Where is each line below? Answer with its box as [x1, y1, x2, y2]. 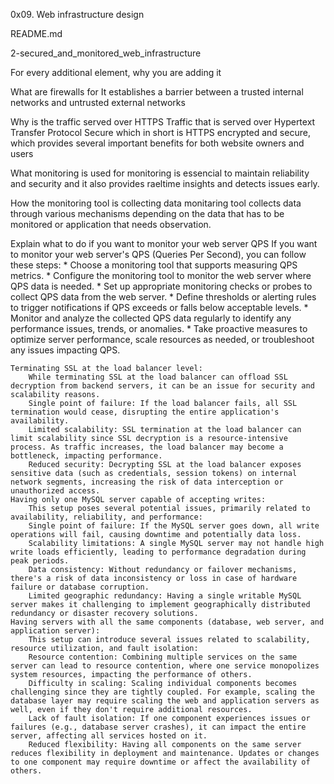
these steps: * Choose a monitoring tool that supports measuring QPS [10, 259, 298, 271]
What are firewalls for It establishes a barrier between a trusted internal [10, 86, 304, 98]
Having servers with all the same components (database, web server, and [10, 617, 325, 627]
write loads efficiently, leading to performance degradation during [10, 547, 307, 557]
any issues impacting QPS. [10, 344, 121, 356]
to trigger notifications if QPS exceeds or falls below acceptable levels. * [10, 302, 309, 313]
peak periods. [10, 556, 70, 566]
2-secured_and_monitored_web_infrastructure [10, 47, 202, 59]
